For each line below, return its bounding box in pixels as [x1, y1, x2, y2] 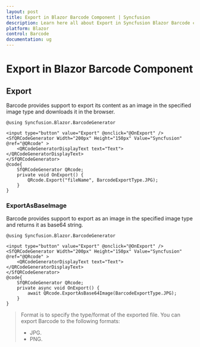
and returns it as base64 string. [6, 222, 83, 229]
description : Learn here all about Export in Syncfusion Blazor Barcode [6, 20, 190, 26]
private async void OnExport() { [17, 285, 100, 291]
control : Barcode [6, 31, 49, 37]
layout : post [6, 8, 39, 15]
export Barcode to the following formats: [20, 318, 120, 325]
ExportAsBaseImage [6, 201, 67, 210]
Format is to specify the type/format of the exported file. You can [20, 311, 180, 318]
